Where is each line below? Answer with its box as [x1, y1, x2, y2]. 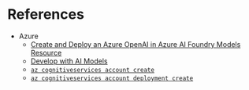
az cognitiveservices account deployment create [30, 74, 194, 82]
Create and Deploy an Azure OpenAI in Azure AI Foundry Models [30, 39, 241, 49]
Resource [30, 48, 62, 57]
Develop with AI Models [30, 56, 108, 66]
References [7, 5, 84, 23]
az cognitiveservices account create [30, 66, 155, 74]
